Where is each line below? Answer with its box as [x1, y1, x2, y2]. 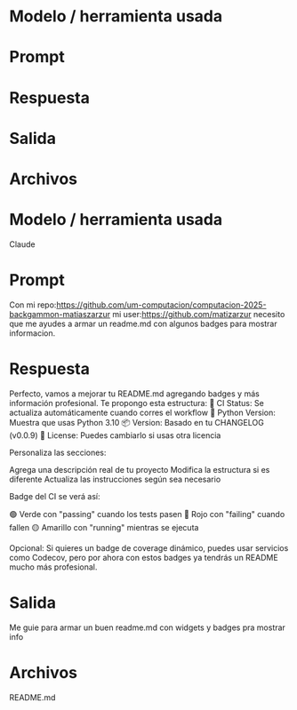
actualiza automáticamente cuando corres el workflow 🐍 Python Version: [9, 407, 276, 418]
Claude [9, 238, 36, 250]
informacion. [9, 327, 56, 339]
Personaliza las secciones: [9, 447, 107, 458]
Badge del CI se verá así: [9, 491, 100, 501]
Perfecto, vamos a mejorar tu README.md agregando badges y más [9, 388, 260, 399]
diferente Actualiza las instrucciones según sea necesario [9, 474, 221, 484]
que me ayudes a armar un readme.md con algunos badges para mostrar [9, 318, 277, 329]
